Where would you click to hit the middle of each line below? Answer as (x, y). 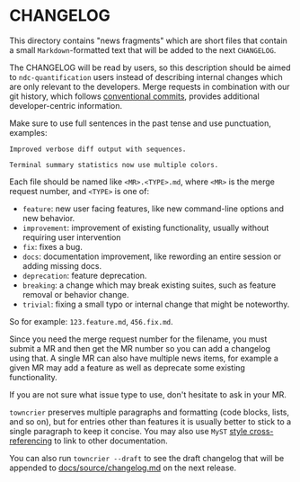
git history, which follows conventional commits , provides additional (135, 96)
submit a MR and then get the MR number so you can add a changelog (140, 348)
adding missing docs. (62, 265)
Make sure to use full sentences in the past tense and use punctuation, (141, 123)
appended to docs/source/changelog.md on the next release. (123, 468)
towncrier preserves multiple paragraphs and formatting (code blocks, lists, (150, 412)
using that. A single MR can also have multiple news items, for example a (144, 358)
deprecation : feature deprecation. (84, 275)
